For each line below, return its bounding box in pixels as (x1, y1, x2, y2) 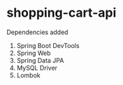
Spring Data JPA (16, 56, 64, 64)
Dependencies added (6, 28, 68, 36)
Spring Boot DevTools (16, 41, 80, 49)
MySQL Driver (16, 63, 57, 72)
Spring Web (16, 49, 51, 57)
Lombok (16, 71, 41, 79)
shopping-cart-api (6, 5, 117, 21)
